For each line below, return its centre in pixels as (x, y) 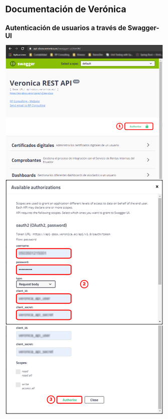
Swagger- (143, 28)
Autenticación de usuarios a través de (66, 28)
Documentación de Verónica (66, 9)
